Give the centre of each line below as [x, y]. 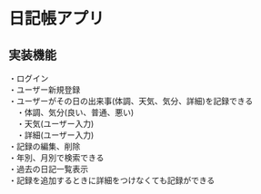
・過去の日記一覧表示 [48, 169]
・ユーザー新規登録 [45, 90]
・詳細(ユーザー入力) [55, 135]
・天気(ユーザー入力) [55, 124]
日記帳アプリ [57, 19]
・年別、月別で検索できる [56, 158]
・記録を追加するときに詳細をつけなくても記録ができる [112, 180]
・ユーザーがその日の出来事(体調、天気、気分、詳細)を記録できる [131, 101]
